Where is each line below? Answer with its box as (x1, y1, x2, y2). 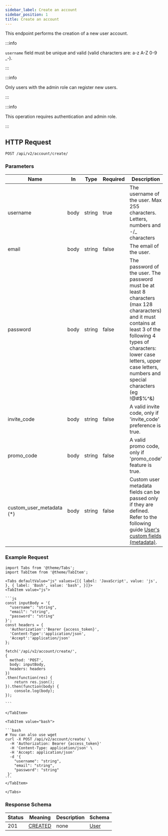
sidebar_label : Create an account (5, 7, 77, 13)
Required (102, 176, 125, 183)
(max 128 (129, 301, 153, 308)
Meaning (29, 814, 51, 821)
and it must (129, 313, 156, 320)
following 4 (129, 332, 156, 339)
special (129, 376, 146, 383)
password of (129, 263, 159, 270)
